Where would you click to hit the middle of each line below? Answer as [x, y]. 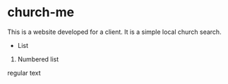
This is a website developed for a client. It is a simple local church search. [114, 32]
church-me [41, 12]
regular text [24, 73]
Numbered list [38, 59]
